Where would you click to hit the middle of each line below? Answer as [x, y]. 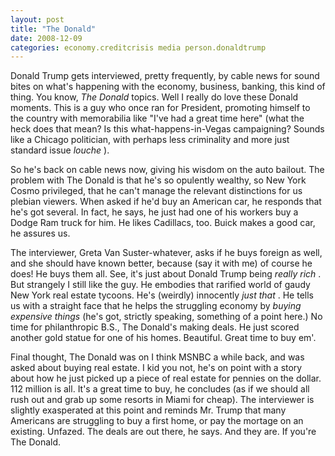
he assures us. [40, 233]
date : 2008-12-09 [46, 38]
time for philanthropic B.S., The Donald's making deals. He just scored [155, 327]
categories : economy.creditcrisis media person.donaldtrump [138, 47]
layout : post [37, 19]
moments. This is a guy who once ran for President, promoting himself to [160, 108]
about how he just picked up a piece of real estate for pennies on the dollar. [166, 378]
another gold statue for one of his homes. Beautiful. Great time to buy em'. [163, 338]
